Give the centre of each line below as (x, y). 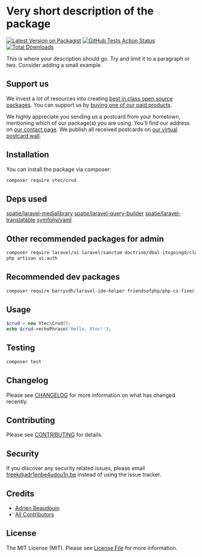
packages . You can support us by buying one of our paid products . (89, 105)
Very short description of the (80, 11)
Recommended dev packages (63, 277)
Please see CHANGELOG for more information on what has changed (91, 395)
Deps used (27, 199)
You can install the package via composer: (59, 169)
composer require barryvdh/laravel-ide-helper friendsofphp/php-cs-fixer (101, 291)
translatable (21, 220)
